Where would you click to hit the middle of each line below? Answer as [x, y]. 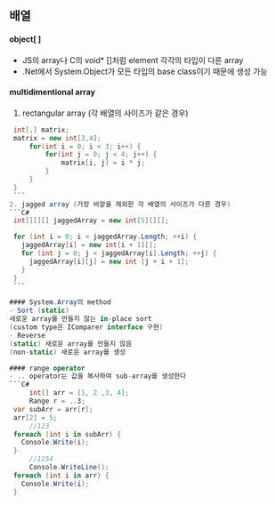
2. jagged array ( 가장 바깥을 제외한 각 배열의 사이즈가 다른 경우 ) [120, 204]
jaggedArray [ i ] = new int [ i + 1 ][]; [89, 245]
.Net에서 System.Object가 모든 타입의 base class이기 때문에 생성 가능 [145, 71]
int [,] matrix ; [41, 130]
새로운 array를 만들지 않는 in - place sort [81, 319]
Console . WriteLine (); [69, 468]
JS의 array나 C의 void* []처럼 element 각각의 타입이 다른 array [133, 60]
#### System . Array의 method [60, 302]
